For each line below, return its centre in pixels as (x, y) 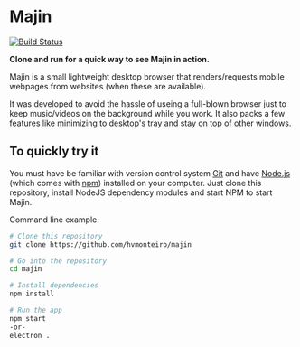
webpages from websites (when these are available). (108, 86)
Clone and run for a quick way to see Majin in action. (109, 59)
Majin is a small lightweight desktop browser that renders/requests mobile (147, 76)
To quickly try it (54, 151)
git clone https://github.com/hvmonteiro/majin (101, 244)
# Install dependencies (54, 286)
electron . (30, 335)
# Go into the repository (58, 261)
